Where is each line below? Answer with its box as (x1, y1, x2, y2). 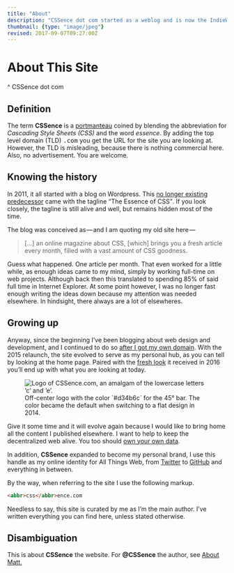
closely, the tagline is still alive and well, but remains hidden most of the (7, 204, 213, 213)
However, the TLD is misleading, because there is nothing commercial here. (7, 144, 224, 152)
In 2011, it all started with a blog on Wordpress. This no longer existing (7, 190, 208, 198)
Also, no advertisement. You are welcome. (7, 151, 129, 159)
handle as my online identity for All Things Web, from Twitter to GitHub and (7, 457, 223, 466)
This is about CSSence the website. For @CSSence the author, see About (7, 551, 219, 559)
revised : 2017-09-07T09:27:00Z (7, 29, 98, 37)
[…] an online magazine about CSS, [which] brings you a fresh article (24, 238, 223, 247)
